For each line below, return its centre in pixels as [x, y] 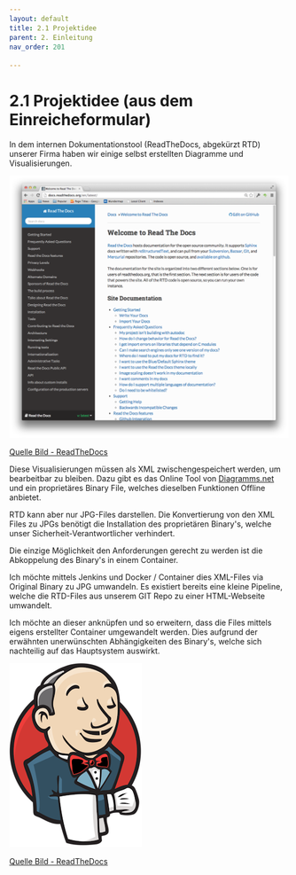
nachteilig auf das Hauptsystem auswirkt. [85, 651]
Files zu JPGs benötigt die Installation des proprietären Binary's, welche [140, 524]
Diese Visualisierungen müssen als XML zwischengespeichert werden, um [145, 469]
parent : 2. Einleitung [51, 37]
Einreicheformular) [80, 120]
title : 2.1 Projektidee [53, 28]
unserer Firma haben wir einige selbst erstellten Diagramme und [126, 154]
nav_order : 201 [37, 47]
